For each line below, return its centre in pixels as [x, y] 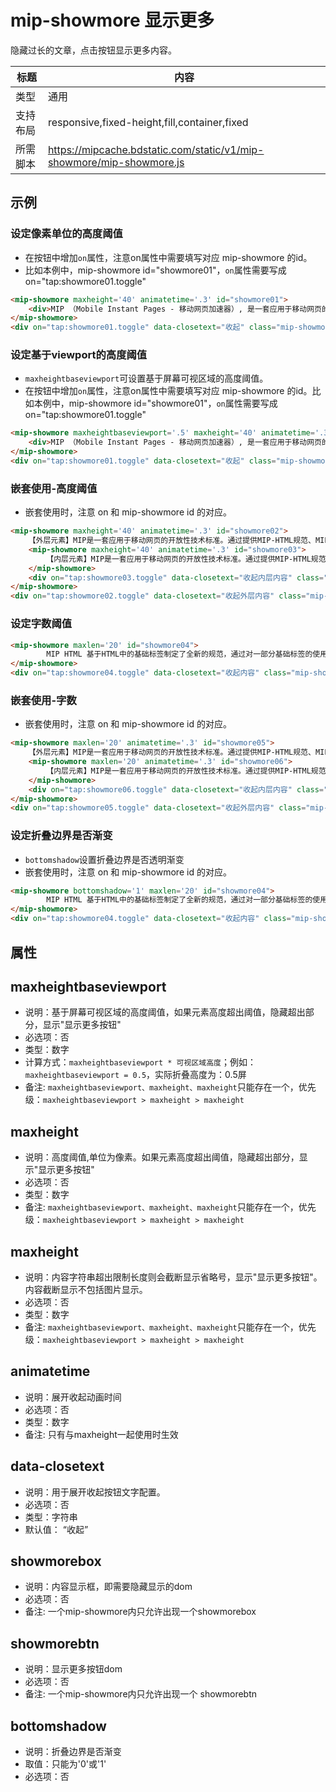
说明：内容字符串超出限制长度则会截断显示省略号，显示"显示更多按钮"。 [173, 1277]
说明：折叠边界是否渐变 [73, 1751]
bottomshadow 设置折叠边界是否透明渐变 [104, 859]
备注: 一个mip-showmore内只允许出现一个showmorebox [140, 1612]
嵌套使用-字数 [43, 700]
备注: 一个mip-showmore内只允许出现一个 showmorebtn [141, 1694]
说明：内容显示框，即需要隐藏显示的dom [108, 1587]
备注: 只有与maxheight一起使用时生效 [101, 1434]
